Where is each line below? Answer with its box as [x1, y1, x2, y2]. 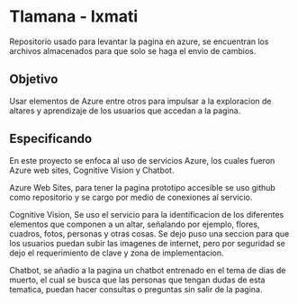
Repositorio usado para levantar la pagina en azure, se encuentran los [9, 36, 269, 47]
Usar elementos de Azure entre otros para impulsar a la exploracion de [9, 95, 272, 106]
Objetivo [9, 72, 59, 87]
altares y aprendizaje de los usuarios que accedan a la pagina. [9, 105, 241, 116]
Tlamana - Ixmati [9, 6, 139, 27]
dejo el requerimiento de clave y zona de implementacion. [9, 247, 224, 258]
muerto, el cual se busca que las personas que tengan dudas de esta [9, 274, 266, 285]
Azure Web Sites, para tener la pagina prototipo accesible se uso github [9, 182, 276, 192]
